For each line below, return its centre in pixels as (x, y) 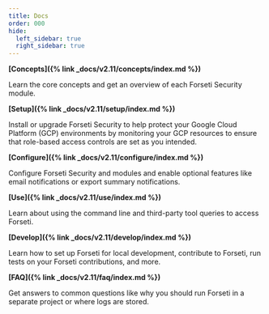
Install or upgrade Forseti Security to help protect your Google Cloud (123, 125)
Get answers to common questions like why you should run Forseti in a (126, 293)
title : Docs (28, 16)
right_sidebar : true (50, 46)
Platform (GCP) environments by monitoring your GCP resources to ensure (133, 134)
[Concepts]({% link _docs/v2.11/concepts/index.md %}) (105, 69)
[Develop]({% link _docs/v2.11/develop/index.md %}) (100, 238)
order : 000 (27, 23)
